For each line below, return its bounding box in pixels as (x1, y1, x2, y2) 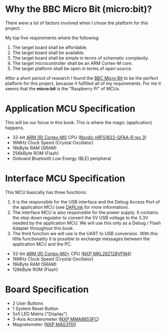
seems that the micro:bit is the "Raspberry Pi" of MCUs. (5, 85, 121, 91)
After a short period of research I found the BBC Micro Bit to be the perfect (5, 75, 158, 81)
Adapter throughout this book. (12, 225, 75, 231)
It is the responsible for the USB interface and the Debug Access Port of (12, 199, 160, 204)
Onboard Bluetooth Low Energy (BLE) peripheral (12, 155, 111, 161)
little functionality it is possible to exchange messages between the (12, 236, 150, 242)
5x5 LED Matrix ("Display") (12, 311, 68, 317)
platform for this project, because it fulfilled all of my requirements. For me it (5, 80, 162, 86)
